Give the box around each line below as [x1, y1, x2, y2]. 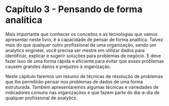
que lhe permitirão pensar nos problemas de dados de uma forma [5, 79, 144, 85]
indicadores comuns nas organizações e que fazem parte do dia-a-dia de [5, 89, 160, 95]
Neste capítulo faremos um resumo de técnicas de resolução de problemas [5, 73, 163, 79]
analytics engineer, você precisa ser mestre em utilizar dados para [5, 47, 145, 53]
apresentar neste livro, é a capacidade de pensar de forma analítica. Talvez [5, 37, 163, 43]
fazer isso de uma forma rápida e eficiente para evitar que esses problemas [5, 58, 164, 64]
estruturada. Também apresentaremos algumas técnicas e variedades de [5, 84, 159, 90]
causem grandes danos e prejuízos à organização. [5, 63, 111, 69]
